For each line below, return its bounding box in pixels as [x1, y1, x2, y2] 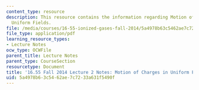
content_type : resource [6, 8, 65, 15]
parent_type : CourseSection [6, 58, 76, 64]
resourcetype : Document [6, 63, 65, 70]
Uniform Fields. [11, 20, 52, 25]
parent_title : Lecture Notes [6, 53, 78, 59]
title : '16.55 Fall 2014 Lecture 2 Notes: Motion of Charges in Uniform [6, 69, 190, 75]
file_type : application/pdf [6, 31, 76, 37]
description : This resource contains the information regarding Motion [6, 14, 187, 20]
